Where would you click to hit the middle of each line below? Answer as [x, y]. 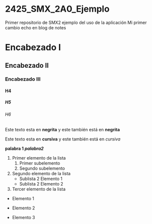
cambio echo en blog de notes [36, 27]
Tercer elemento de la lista [39, 189]
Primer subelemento [40, 163]
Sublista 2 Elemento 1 [41, 179]
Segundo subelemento [42, 168]
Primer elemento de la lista [39, 158]
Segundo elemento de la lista [41, 173]
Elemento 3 [23, 217]
